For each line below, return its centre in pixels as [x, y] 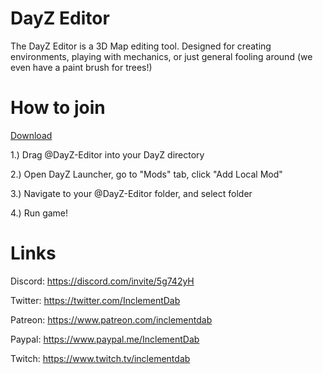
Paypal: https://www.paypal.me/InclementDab [105, 339]
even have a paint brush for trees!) [81, 67]
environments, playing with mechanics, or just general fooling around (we [161, 56]
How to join [58, 108]
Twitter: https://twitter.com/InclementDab [95, 300]
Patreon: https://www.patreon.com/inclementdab [111, 319]
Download [31, 135]
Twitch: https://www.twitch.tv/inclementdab [100, 358]
